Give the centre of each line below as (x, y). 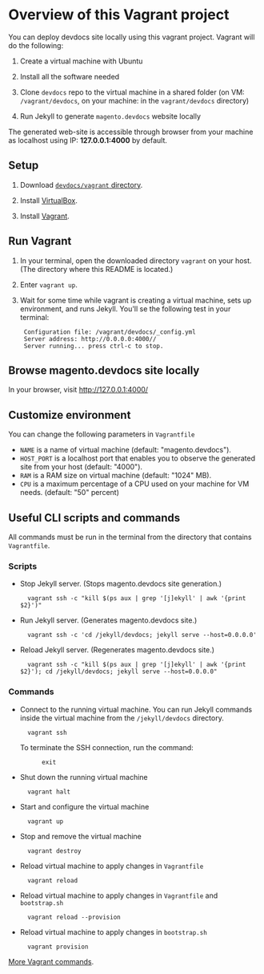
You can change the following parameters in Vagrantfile (102, 434)
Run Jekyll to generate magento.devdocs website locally (110, 116)
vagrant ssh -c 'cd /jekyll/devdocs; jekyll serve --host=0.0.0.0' (142, 635)
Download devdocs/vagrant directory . (81, 185)
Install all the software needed (70, 76)
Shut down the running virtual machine (84, 777)
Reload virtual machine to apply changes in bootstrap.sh (114, 931)
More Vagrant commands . (51, 961)
